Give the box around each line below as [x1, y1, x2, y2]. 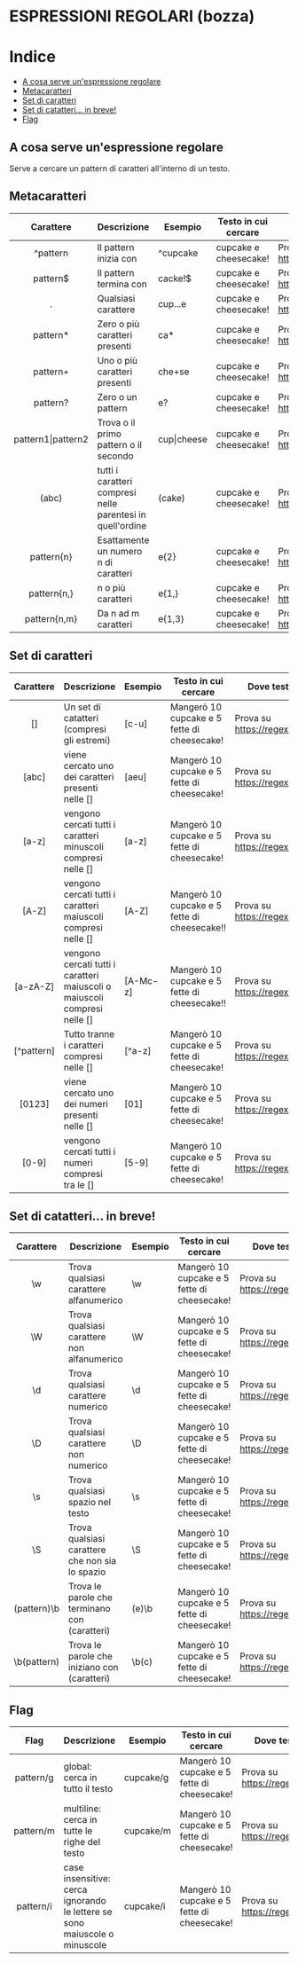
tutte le [63, 1825, 93, 1837]
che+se [158, 365, 190, 378]
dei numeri [63, 1097, 108, 1110]
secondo [97, 450, 135, 462]
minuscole [63, 1939, 107, 1951]
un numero [97, 545, 143, 557]
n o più [97, 581, 126, 593]
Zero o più [97, 318, 140, 330]
